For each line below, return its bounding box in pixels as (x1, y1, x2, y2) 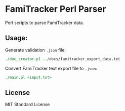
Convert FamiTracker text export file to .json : (5, 65, 97, 71)
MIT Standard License (5, 102, 50, 108)
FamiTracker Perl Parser (5, 3, 106, 15)
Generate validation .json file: (5, 47, 66, 53)
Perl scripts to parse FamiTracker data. (5, 20, 84, 26)
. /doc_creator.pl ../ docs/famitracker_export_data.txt (5, 56, 121, 61)
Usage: (5, 34, 28, 42)
